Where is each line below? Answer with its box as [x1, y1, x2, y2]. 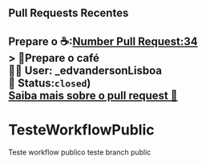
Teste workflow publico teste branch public [8, 147, 151, 157]
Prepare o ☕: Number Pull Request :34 [8, 34, 198, 48]
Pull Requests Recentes [8, 6, 129, 20]
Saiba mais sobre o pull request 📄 [8, 88, 178, 103]
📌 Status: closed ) [8, 76, 91, 90]
